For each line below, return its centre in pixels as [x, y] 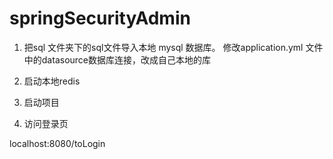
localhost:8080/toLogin [57, 143]
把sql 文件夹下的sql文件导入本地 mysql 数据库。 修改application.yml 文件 [173, 47]
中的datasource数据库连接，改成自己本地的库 [117, 59]
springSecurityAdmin [100, 18]
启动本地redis [52, 81]
